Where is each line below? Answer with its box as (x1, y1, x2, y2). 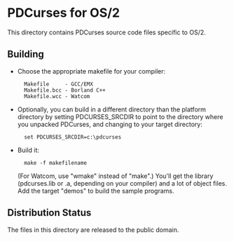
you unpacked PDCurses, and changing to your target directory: (17, 120, 203, 128)
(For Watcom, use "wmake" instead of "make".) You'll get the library (17, 172, 214, 180)
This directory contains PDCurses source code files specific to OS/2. (7, 28, 207, 36)
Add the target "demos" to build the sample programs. (17, 186, 174, 195)
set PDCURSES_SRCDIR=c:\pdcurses (24, 133, 122, 141)
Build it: (17, 146, 40, 154)
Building (7, 48, 44, 60)
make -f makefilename (24, 159, 88, 166)
